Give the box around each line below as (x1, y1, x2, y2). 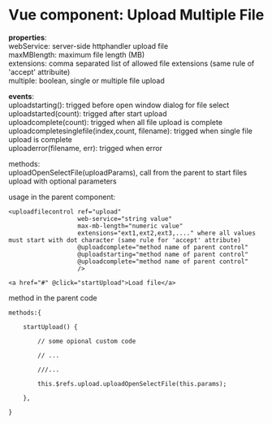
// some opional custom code (37, 337, 136, 345)
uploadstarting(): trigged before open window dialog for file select (8, 100, 230, 110)
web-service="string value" (77, 214, 173, 223)
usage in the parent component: (8, 192, 116, 201)
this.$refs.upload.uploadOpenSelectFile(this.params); (37, 379, 227, 387)
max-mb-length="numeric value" (77, 222, 183, 230)
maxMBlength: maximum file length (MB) (8, 50, 145, 59)
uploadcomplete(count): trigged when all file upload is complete (8, 117, 223, 127)
